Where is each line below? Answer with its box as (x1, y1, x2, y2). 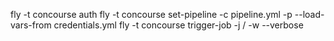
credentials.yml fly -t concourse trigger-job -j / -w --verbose (53, 19, 304, 31)
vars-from (10, 19, 52, 31)
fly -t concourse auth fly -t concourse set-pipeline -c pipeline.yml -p (10, 9, 293, 20)
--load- (294, 9, 325, 20)
